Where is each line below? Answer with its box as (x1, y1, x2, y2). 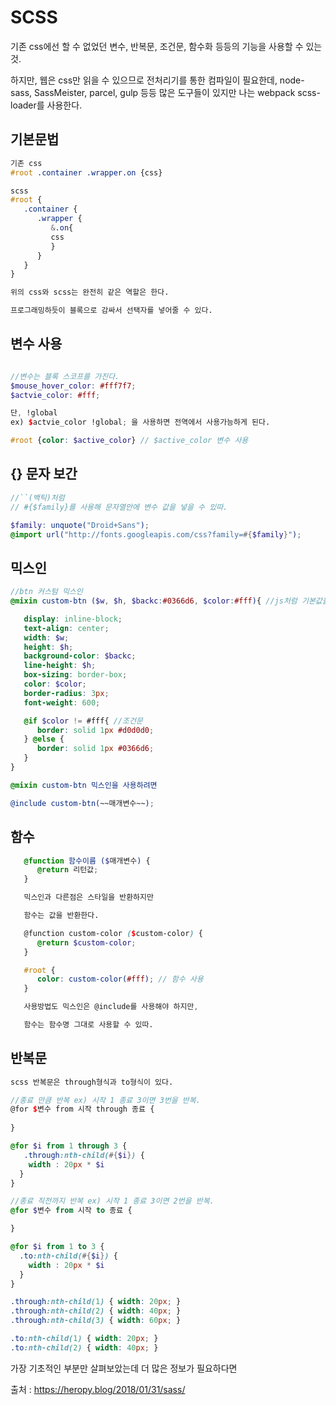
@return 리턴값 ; (36, 865, 99, 875)
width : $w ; (23, 632, 70, 643)
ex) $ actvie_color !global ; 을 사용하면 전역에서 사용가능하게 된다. (10, 417, 271, 428)
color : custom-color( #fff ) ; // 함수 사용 (36, 974, 204, 985)
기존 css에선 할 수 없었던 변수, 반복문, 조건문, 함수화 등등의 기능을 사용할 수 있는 (10, 40, 323, 52)
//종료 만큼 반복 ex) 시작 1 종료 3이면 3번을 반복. (10, 1095, 201, 1105)
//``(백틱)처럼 (10, 492, 65, 503)
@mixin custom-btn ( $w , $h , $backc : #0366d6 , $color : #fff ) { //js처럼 (10, 596, 298, 606)
